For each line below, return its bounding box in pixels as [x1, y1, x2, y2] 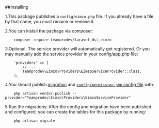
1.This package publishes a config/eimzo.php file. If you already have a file [5, 14, 154, 19]
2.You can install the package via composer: [5, 28, 94, 33]
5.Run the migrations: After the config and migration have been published [5, 104, 152, 110]
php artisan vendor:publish [14, 91, 70, 96]
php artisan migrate [14, 118, 55, 123]
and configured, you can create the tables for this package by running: [5, 109, 146, 114]
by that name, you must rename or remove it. [5, 19, 95, 24]
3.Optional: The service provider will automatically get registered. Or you [5, 46, 150, 51]
